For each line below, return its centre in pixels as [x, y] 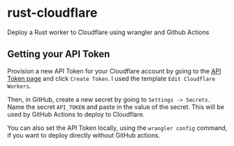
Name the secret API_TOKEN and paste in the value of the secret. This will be [116, 107]
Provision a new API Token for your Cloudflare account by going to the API [114, 71]
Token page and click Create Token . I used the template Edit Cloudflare [111, 78]
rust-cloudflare [52, 13]
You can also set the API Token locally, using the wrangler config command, [117, 128]
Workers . [19, 86]
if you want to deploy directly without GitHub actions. [84, 135]
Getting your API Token [59, 54]
